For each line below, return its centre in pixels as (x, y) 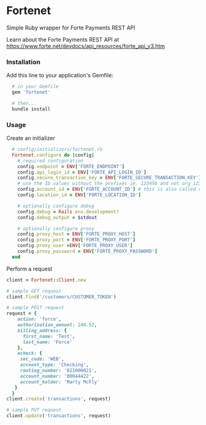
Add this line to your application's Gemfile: (60, 75)
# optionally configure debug (56, 206)
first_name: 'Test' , (49, 336)
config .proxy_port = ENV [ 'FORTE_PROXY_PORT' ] (77, 240)
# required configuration (51, 161)
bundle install (31, 109)
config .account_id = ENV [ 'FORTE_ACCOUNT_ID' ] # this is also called (107, 190)
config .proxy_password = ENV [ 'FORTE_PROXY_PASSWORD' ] (87, 251)
